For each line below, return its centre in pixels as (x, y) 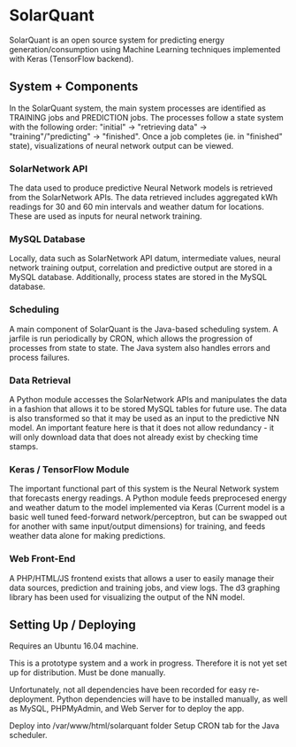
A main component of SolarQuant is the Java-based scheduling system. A (144, 329)
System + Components (74, 86)
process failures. (40, 357)
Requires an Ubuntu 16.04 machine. (74, 646)
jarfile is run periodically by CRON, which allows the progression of (131, 338)
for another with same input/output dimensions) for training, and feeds (137, 526)
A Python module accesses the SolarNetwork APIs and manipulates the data (148, 399)
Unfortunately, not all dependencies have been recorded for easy (128, 690)
